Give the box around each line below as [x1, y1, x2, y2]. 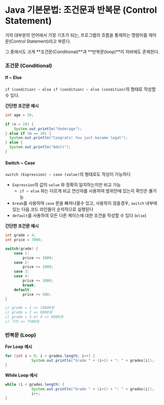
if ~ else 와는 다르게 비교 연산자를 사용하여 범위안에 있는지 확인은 [19, 188, 148, 194]
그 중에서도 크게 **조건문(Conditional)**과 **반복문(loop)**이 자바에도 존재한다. [5, 49, 160, 55]
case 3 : [14, 269, 29, 274]
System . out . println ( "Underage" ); [14, 126, 82, 131]
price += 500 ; [23, 292, 51, 297]
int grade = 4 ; [5, 233, 36, 238]
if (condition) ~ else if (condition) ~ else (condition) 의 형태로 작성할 [5, 87, 156, 92]
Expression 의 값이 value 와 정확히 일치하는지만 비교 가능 [12, 182, 121, 188]
